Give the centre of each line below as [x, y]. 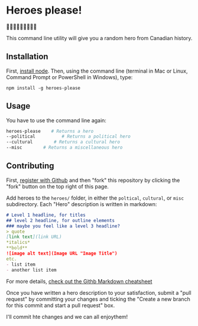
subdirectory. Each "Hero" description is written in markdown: [82, 204]
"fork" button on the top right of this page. [58, 186]
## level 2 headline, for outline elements [61, 220]
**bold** [17, 248]
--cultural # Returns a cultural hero [63, 142]
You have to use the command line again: [56, 120]
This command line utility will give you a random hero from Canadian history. [99, 38]
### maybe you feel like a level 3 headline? [63, 226]
